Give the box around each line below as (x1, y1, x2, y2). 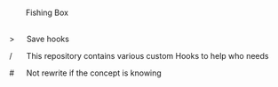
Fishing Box (25, 7, 69, 18)
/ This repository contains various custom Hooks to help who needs (9, 51, 269, 61)
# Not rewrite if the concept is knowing (9, 68, 162, 78)
